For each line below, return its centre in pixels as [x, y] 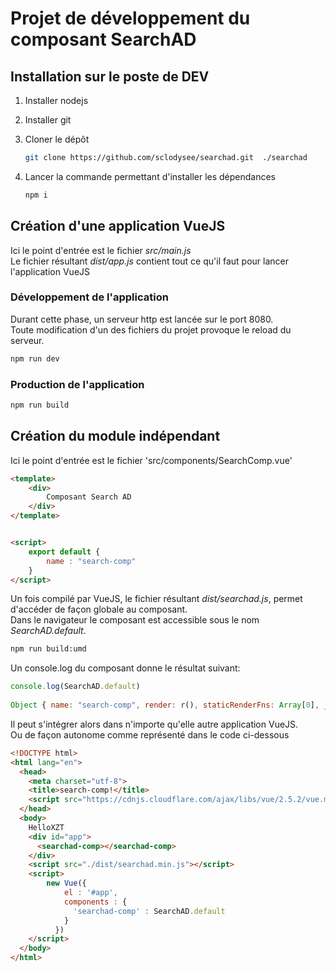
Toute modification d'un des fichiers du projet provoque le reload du [151, 329]
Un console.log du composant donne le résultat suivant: [125, 668]
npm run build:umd [48, 649]
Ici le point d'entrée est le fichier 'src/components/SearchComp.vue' [151, 460]
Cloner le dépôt [57, 139]
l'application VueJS [50, 271]
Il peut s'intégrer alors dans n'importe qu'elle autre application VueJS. [154, 724]
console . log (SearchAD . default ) [75, 687]
